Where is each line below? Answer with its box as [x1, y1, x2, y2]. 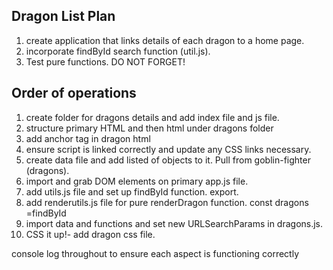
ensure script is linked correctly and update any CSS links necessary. [25, 143, 312, 155]
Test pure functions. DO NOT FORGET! [25, 55, 186, 68]
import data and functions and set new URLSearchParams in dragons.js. [25, 217, 324, 229]
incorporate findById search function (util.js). [25, 45, 211, 57]
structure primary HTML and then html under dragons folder [25, 122, 274, 134]
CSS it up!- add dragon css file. [25, 228, 156, 240]
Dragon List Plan [11, 8, 116, 25]
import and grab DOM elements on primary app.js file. [25, 175, 249, 187]
